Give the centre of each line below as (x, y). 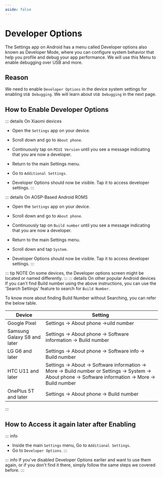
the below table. (21, 303)
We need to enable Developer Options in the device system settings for (76, 89)
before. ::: (15, 470)
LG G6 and (20, 351)
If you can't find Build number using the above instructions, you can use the (81, 283)
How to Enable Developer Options (57, 109)
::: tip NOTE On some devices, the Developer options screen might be (74, 273)
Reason (17, 77)
